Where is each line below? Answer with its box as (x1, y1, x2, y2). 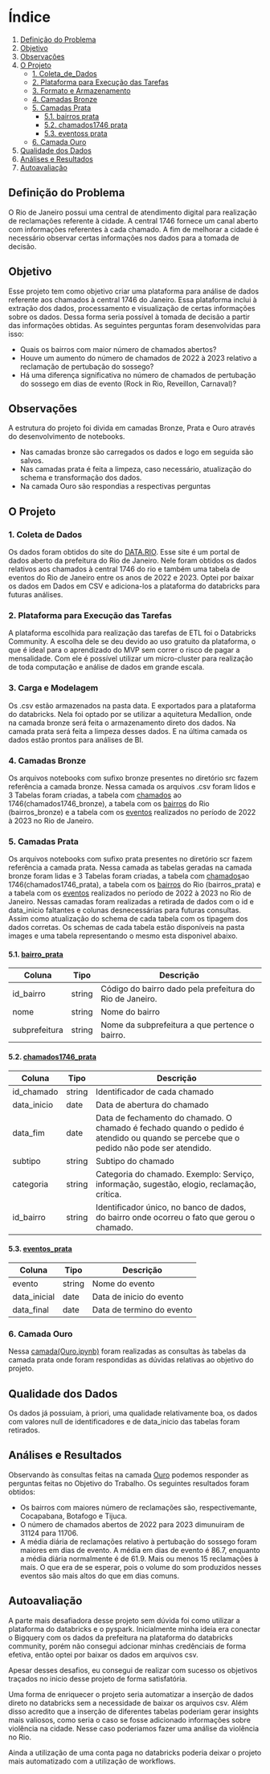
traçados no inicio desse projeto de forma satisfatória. (8, 1674, 187, 1683)
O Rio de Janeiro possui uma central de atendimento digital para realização (8, 207, 257, 217)
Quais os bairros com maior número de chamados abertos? (19, 344, 217, 354)
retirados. (8, 1425, 40, 1435)
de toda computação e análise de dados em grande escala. (8, 662, 205, 672)
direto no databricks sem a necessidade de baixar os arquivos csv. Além (8, 1698, 248, 1707)
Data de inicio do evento (92, 1291, 184, 1302)
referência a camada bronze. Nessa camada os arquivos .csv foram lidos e (8, 781, 256, 791)
